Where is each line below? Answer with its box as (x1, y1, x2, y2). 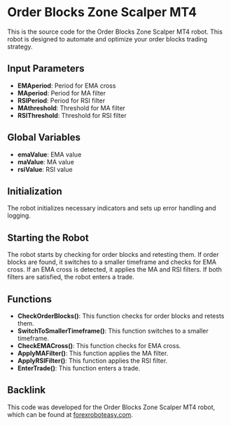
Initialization (7, 185, 63, 197)
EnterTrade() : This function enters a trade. (17, 364, 141, 372)
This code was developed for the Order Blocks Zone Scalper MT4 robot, (7, 403, 216, 411)
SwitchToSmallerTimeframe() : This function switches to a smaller (17, 327, 209, 335)
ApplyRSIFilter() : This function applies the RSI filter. (17, 357, 168, 365)
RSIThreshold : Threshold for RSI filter (17, 111, 127, 119)
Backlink (7, 384, 46, 397)
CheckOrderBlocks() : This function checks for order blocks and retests (17, 312, 225, 320)
